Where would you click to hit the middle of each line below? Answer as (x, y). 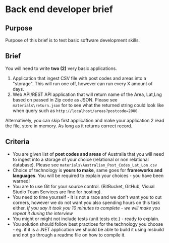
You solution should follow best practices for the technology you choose (88, 224)
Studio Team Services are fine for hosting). (57, 192)
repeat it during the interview (43, 213)
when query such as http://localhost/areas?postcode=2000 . (76, 111)
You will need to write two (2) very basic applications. (61, 68)
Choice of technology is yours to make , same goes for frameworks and (88, 170)
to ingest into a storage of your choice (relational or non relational (80, 159)
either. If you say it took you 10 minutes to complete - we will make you (86, 208)
